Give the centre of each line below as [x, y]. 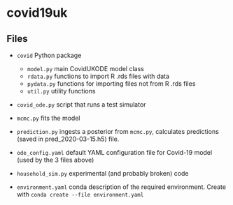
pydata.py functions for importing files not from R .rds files [111, 84]
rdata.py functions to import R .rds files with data [98, 76]
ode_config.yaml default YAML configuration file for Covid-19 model [114, 152]
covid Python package [49, 55]
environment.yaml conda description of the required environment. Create [121, 187]
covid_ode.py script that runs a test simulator [81, 105]
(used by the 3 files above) [55, 160]
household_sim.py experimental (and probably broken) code [103, 173]
